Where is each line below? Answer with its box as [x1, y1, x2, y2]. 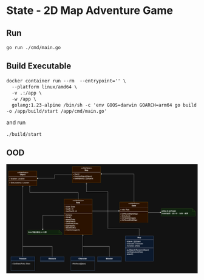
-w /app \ [12, 96, 36, 102]
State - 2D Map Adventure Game [6, 4, 173, 18]
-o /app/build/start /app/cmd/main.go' [6, 108, 107, 114]
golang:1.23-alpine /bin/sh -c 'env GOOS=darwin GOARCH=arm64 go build [12, 102, 197, 108]
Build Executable [6, 61, 72, 72]
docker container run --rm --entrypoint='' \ [6, 78, 126, 84]
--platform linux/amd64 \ [12, 84, 78, 90]
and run [6, 119, 26, 126]
